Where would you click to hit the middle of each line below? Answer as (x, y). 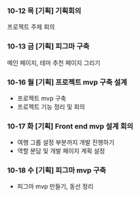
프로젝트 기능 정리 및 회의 (51, 107)
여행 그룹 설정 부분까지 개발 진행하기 (66, 142)
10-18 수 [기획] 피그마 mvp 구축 (57, 170)
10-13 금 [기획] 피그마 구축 (48, 47)
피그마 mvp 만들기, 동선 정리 (55, 187)
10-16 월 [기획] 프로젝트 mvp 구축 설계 (67, 82)
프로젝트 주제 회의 (31, 27)
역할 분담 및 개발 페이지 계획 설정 (61, 151)
